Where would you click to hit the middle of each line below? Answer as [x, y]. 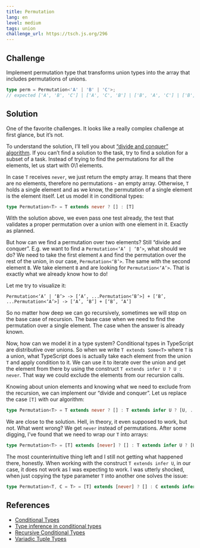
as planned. [21, 231]
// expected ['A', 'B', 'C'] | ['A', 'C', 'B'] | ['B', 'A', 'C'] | [93, 95]
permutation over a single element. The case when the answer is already [95, 325]
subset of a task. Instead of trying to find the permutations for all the [90, 159]
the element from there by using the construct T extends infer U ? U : [94, 369]
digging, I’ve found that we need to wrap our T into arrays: [77, 435]
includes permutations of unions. [47, 79]
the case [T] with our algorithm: [45, 399]
